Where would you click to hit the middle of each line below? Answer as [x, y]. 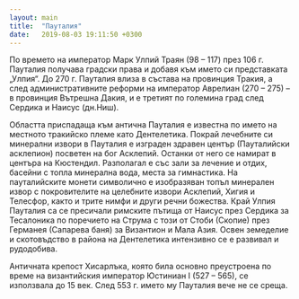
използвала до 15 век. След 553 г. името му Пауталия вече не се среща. [149, 286]
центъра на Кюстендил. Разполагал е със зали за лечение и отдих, [138, 163]
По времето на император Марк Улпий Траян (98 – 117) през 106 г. [137, 60]
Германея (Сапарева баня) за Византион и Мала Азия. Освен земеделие [149, 230]
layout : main [34, 18]
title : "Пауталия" [46, 26]
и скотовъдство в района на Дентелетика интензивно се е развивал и [144, 240]
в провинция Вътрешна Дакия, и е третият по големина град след [137, 98]
